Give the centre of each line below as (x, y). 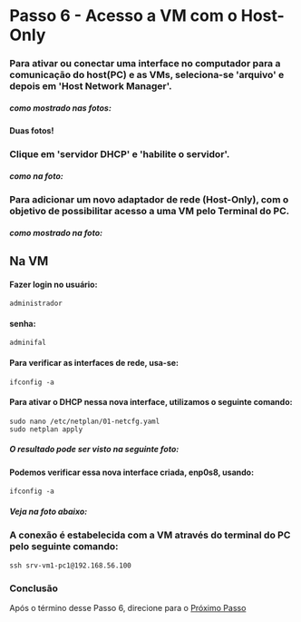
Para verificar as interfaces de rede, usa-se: (94, 362)
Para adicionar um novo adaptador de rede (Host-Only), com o (149, 199)
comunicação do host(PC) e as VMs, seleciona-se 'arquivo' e (147, 75)
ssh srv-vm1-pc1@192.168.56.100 (70, 565)
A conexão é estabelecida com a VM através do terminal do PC (150, 535)
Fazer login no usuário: (53, 284)
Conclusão (34, 588)
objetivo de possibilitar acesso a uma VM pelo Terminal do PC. (150, 211)
